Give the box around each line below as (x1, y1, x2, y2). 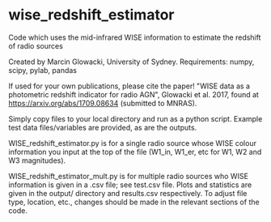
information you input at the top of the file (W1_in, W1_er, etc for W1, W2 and (8, 147, 262, 156)
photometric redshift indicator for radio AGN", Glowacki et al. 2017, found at (8, 89, 259, 99)
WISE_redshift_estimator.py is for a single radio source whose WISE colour (8, 138, 257, 147)
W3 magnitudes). (8, 156, 66, 165)
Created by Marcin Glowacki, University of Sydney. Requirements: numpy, (8, 57, 255, 66)
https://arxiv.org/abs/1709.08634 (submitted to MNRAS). (8, 98, 197, 108)
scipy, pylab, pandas (8, 65, 77, 75)
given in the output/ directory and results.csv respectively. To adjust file (8, 188, 248, 198)
